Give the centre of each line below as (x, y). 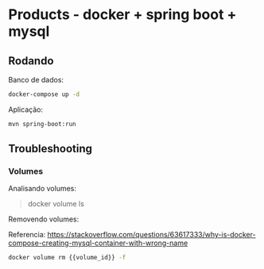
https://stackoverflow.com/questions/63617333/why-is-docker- (151, 235)
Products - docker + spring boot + (122, 15)
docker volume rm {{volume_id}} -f (67, 258)
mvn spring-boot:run (43, 124)
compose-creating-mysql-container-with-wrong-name (98, 243)
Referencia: (27, 235)
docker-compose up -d (44, 94)
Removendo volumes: (44, 219)
